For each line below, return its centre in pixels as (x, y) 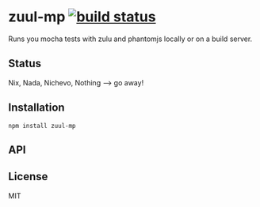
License (28, 177)
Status (25, 64)
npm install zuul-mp (42, 126)
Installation (36, 108)
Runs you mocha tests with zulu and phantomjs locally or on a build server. (130, 39)
